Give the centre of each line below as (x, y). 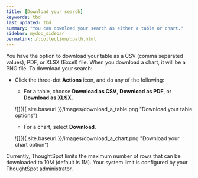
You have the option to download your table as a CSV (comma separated (95, 56)
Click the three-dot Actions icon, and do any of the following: (89, 80)
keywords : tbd (24, 17)
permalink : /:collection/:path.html (51, 39)
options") (26, 115)
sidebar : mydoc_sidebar (35, 34)
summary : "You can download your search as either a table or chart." (95, 28)
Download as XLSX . (48, 98)
